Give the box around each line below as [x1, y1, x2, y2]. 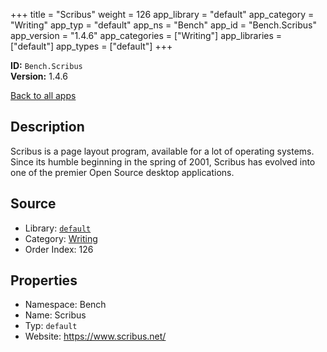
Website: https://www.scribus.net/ [24, 330, 167, 343]
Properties [10, 272, 78, 289]
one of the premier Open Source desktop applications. [10, 166, 235, 178]
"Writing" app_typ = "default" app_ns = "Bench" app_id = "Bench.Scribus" [10, 19, 317, 31]
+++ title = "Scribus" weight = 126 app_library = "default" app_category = [10, 9, 315, 20]
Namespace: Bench [24, 299, 107, 311]
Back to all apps [10, 90, 77, 101]
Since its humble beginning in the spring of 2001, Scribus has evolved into [10, 155, 316, 168]
